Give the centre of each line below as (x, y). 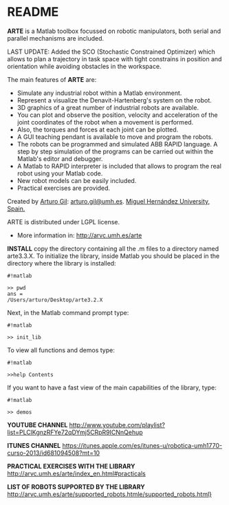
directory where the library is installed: (62, 263)
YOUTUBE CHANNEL (37, 425)
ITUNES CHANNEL (34, 445)
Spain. (16, 208)
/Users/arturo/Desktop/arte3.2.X (55, 300)
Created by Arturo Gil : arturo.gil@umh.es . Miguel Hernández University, (109, 201)
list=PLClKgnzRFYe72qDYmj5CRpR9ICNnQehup (75, 432)
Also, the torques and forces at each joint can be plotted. (98, 129)
